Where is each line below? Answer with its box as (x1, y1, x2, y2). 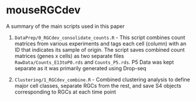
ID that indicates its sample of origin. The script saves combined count (14, 46, 185, 53)
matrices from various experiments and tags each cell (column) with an (14, 40, 187, 47)
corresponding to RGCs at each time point (14, 88, 116, 95)
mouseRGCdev (6, 3, 81, 17)
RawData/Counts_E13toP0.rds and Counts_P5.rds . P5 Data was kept (14, 59, 174, 66)
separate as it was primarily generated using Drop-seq (14, 64, 146, 71)
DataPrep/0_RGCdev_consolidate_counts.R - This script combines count (14, 34, 185, 41)
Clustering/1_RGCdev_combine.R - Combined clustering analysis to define (14, 76, 190, 83)
